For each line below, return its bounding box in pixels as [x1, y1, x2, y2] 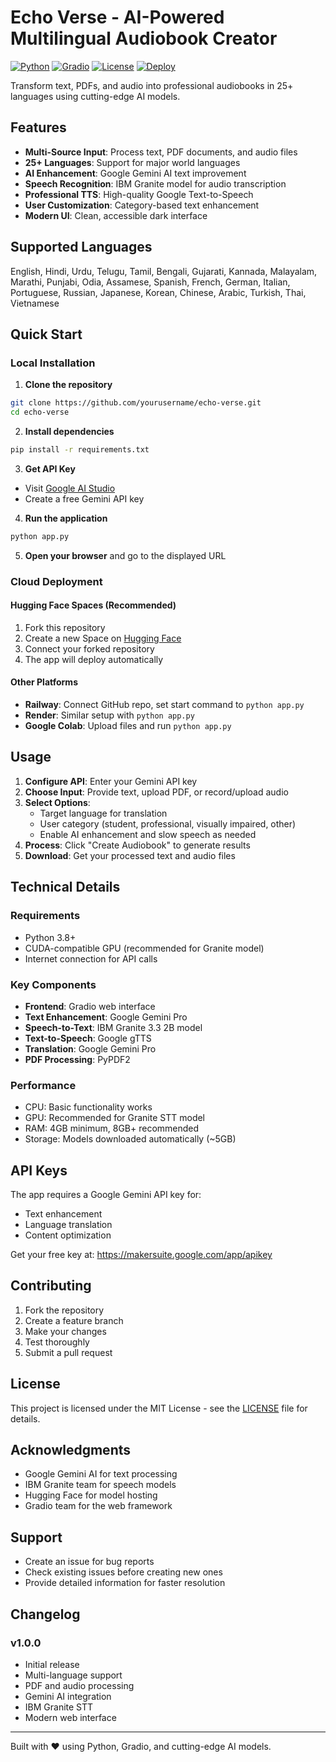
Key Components [10, 977, 97, 991]
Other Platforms [10, 676, 78, 688]
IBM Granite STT [24, 1701, 94, 1713]
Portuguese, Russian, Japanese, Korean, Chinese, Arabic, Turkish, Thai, [10, 286, 307, 298]
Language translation [24, 1218, 113, 1230]
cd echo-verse [10, 407, 70, 418]
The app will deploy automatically [24, 653, 164, 665]
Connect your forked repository [24, 642, 155, 655]
